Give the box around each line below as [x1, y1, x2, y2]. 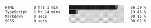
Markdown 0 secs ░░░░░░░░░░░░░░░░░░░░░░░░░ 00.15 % [5, 14, 147, 19]
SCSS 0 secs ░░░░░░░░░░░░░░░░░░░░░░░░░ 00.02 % [5, 18, 147, 23]
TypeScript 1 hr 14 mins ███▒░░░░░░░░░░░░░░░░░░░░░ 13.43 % [5, 9, 147, 14]
